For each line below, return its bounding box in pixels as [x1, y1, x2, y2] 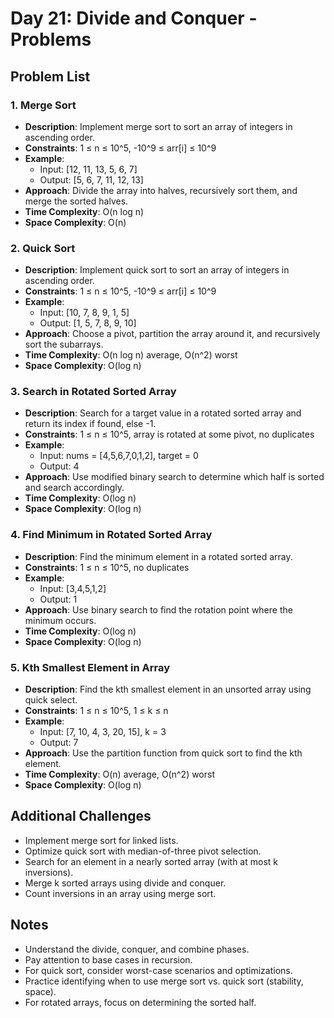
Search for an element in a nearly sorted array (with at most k [24, 855, 278, 867]
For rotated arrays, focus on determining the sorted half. [24, 996, 257, 1008]
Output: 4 [39, 460, 80, 472]
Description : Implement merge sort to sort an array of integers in [24, 120, 293, 132]
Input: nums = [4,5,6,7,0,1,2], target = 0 [39, 450, 199, 462]
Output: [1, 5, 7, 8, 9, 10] [39, 317, 137, 329]
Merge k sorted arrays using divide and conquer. [24, 877, 227, 889]
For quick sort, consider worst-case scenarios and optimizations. [24, 964, 293, 976]
